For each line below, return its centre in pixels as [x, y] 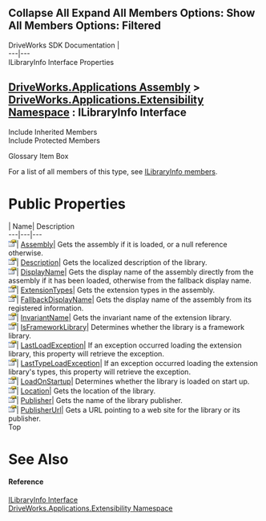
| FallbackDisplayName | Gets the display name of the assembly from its [134, 299]
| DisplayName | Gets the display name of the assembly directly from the [135, 271]
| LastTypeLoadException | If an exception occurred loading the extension [137, 363]
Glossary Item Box [38, 156]
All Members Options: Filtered [85, 26]
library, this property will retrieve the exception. [86, 353]
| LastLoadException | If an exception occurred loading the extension [129, 345]
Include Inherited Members [53, 132]
